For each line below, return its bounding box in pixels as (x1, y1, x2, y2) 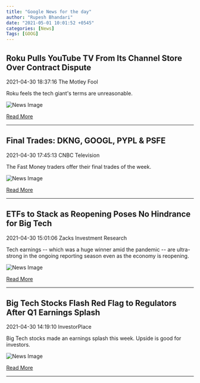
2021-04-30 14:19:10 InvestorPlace (6, 323, 92, 331)
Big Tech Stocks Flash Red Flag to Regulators (6, 298, 177, 308)
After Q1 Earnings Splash (6, 307, 101, 317)
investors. (6, 341, 31, 348)
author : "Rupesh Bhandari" (6, 14, 73, 20)
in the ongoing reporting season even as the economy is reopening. (23, 252, 189, 260)
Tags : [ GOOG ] (6, 31, 39, 37)
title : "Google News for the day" (6, 8, 92, 15)
